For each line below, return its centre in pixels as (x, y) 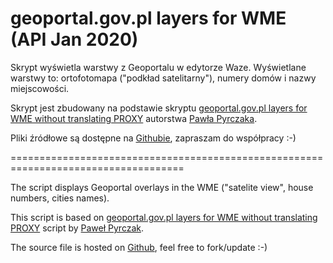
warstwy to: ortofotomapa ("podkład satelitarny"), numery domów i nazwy (163, 78)
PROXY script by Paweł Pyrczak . (77, 228)
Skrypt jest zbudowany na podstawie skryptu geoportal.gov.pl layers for (159, 108)
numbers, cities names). (60, 198)
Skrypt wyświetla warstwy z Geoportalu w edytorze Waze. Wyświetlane (158, 67)
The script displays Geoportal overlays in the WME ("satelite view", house (162, 187)
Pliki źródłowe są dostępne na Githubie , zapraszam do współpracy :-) (153, 138)
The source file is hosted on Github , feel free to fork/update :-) (139, 247)
